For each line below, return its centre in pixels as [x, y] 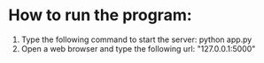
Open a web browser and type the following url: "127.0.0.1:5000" [138, 48]
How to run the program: [100, 15]
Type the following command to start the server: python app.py [136, 39]
